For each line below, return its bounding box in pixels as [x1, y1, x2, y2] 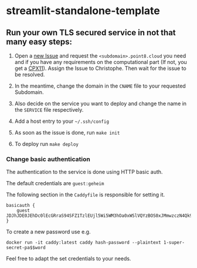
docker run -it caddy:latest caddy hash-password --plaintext [6, 240, 161, 246]
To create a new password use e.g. [6, 228, 91, 236]
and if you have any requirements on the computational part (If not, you [14, 59, 188, 65]
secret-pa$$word [6, 245, 46, 251]
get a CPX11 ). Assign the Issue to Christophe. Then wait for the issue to [14, 65, 186, 72]
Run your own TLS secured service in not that [6, 28, 176, 38]
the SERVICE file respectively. [14, 106, 84, 113]
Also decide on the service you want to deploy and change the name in [14, 100, 186, 107]
